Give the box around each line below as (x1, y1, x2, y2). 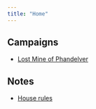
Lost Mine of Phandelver (17, 55, 89, 63)
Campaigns (7, 37, 59, 49)
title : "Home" (7, 10, 49, 18)
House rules (17, 94, 53, 103)
